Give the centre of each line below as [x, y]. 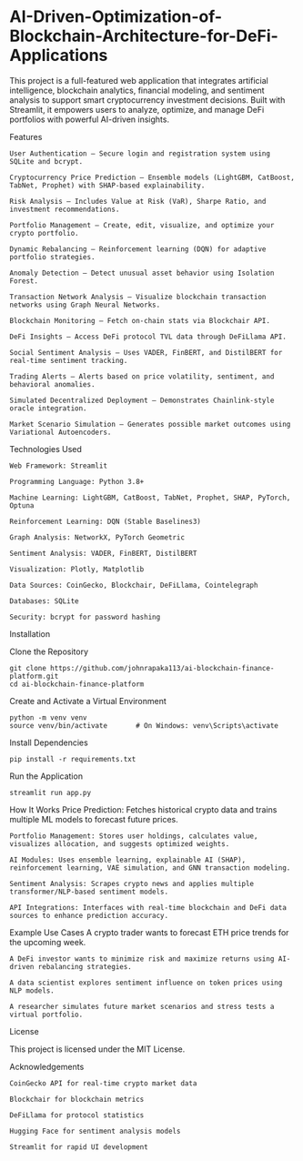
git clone [28, 668]
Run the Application [46, 776]
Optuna [22, 505]
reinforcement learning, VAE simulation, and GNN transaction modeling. [150, 868]
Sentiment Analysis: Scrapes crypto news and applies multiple [132, 883]
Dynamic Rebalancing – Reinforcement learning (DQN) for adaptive [138, 249]
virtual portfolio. [46, 1015]
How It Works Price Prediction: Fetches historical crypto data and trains [143, 809]
